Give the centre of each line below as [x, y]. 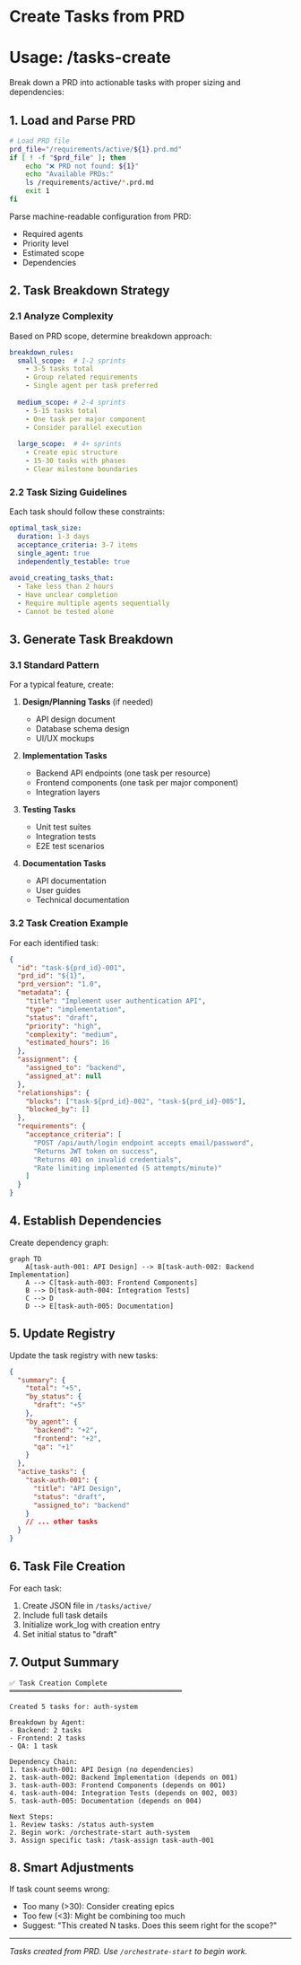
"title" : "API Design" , [77, 1488]
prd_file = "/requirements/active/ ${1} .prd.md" [95, 149]
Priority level [45, 243]
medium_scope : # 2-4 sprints [72, 402]
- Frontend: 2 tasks [48, 1738]
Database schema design [82, 729]
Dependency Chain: [43, 1761]
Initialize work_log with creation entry [91, 1624]
